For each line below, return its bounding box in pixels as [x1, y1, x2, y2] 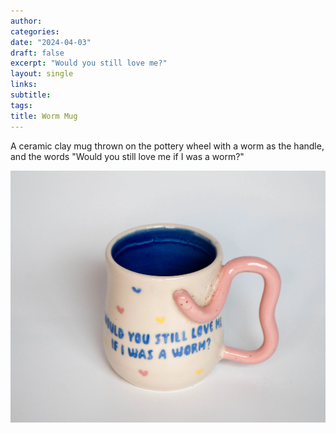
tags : [10, 100, 33, 110]
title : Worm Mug [10, 111, 78, 121]
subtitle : [10, 90, 52, 100]
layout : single [10, 69, 74, 79]
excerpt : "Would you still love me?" [10, 58, 168, 69]
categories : [10, 26, 60, 37]
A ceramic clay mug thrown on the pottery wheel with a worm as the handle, [10, 140, 325, 152]
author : [10, 16, 43, 26]
